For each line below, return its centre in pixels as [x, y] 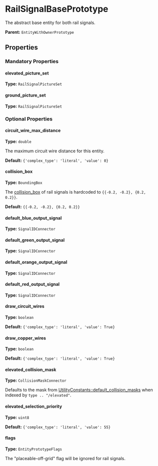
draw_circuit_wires [25, 306]
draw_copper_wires [26, 338]
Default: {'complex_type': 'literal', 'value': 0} [57, 160]
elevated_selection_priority [34, 406]
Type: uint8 [17, 417]
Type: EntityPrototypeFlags [34, 449]
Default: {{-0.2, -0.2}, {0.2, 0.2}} [43, 206]
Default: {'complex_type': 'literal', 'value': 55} [58, 427]
